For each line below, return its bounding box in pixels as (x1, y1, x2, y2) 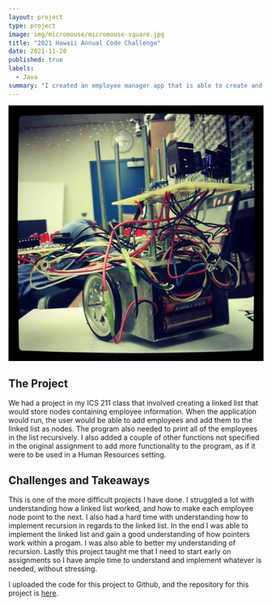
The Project (8, 377, 69, 391)
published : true (8, 56, 63, 64)
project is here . (8, 588, 59, 598)
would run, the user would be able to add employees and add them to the (8, 415, 253, 425)
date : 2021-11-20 (8, 47, 67, 56)
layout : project (8, 13, 63, 21)
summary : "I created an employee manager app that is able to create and (8, 81, 263, 89)
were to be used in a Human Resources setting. (8, 450, 167, 460)
